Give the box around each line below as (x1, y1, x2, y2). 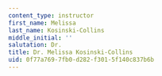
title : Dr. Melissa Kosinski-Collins (8, 48, 133, 56)
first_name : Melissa (8, 19, 77, 27)
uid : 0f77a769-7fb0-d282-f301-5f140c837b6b (8, 56, 155, 64)
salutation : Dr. (8, 41, 62, 49)
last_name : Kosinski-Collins (8, 26, 105, 34)
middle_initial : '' (8, 33, 73, 42)
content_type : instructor (8, 11, 94, 20)
